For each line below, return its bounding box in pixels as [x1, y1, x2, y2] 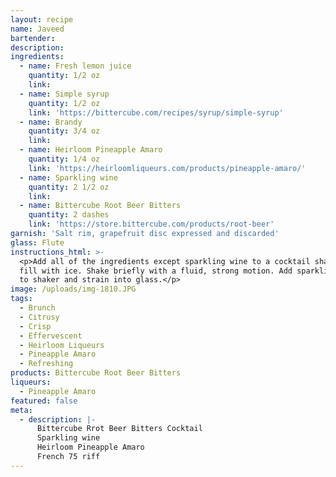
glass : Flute [10, 237, 65, 248]
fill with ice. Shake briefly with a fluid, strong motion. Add [19, 266, 293, 276]
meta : [10, 405, 33, 415]
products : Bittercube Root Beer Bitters [10, 368, 182, 378]
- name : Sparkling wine [19, 172, 118, 183]
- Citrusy [19, 312, 60, 322]
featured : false [10, 396, 78, 406]
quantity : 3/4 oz [28, 126, 101, 136]
